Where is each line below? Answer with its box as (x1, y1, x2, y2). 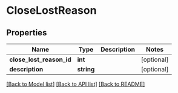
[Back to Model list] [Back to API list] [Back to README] (6, 80, 145, 88)
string (77, 65, 95, 73)
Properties (6, 28, 47, 38)
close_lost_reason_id (9, 55, 71, 64)
